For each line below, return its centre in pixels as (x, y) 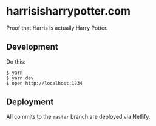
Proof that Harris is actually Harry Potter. (57, 28)
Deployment (30, 102)
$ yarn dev (20, 78)
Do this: (16, 61)
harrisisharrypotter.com (68, 11)
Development (32, 47)
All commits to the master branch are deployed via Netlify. (78, 116)
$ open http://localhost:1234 (45, 83)
